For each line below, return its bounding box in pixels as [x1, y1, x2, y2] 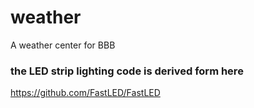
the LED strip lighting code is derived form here [10, 64, 244, 78]
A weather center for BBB [10, 39, 116, 51]
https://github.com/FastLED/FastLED [10, 87, 161, 99]
